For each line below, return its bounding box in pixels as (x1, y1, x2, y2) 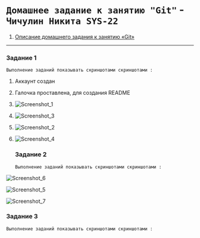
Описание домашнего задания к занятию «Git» (14, 33, 135, 40)
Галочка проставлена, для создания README (14, 89, 130, 97)
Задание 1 (6, 54, 37, 62)
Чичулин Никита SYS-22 (6, 16, 118, 27)
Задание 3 (6, 212, 38, 221)
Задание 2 (14, 150, 47, 159)
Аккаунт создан (14, 78, 55, 85)
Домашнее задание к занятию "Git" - (6, 3, 185, 17)
